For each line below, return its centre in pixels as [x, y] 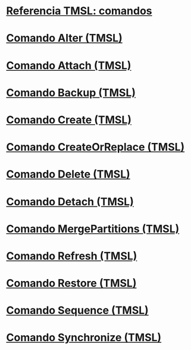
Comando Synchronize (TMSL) [84, 338]
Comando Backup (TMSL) [71, 93]
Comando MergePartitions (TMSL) [93, 229]
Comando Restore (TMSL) [71, 283]
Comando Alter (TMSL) [65, 38]
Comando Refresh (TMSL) [72, 256]
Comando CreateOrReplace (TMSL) [95, 147]
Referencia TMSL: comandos [79, 11]
